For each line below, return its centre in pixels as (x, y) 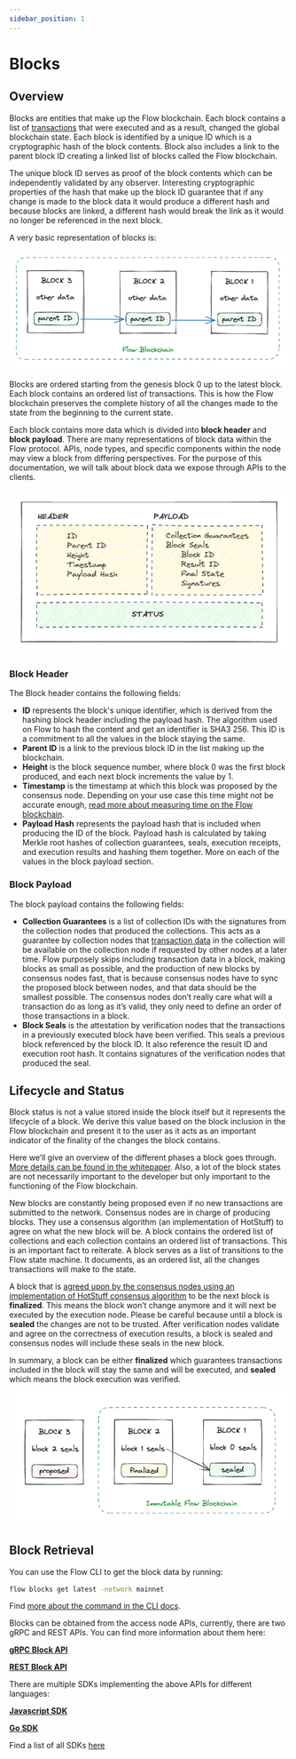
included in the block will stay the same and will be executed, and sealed (143, 1370)
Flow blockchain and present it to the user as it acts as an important (133, 1131)
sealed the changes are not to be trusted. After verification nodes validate (144, 1324)
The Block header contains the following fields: (95, 693)
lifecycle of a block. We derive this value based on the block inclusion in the (148, 1122)
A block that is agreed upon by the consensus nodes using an (122, 1287)
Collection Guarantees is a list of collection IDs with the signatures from (154, 921)
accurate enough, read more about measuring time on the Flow (137, 805)
